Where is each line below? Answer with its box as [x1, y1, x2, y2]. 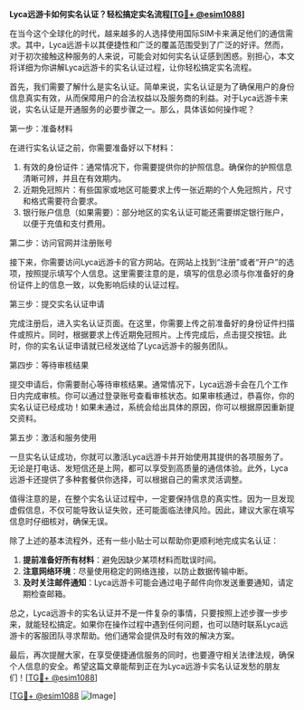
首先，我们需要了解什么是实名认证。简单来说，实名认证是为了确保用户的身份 [9, 82, 295, 91]
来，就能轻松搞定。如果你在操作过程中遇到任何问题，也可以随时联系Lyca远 [9, 619, 289, 629]
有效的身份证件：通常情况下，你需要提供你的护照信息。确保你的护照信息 [22, 162, 292, 172]
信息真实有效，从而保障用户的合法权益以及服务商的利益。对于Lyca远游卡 [9, 92, 280, 103]
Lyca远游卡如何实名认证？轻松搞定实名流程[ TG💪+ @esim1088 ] [9, 9, 245, 19]
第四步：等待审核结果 [9, 360, 89, 370]
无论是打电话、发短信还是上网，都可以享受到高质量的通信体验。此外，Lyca [9, 463, 289, 474]
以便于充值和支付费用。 [22, 218, 110, 229]
